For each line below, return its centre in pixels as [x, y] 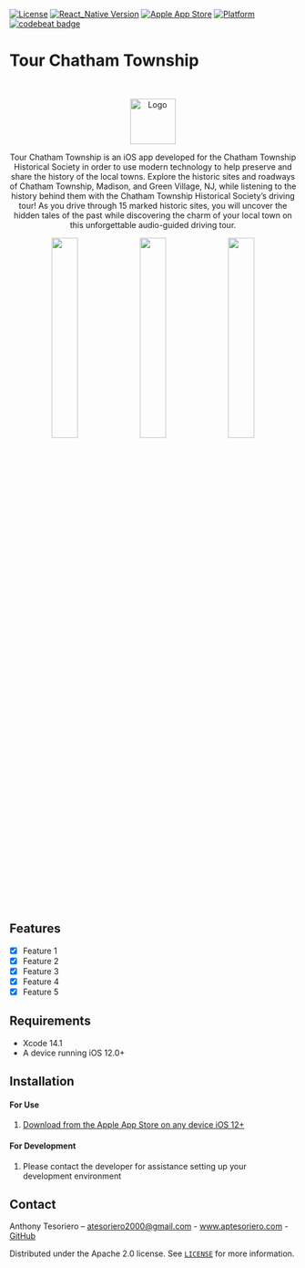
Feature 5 [41, 992]
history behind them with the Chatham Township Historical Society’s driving [153, 195]
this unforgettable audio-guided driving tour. [153, 224]
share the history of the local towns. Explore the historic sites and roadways [153, 176]
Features [35, 929]
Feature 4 [41, 982]
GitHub [23, 1236]
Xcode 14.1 [42, 1043]
